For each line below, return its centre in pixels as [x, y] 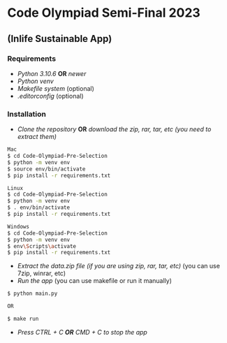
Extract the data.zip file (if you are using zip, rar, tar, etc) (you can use [118, 266]
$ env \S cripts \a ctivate [42, 246]
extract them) [37, 137]
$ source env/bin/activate [46, 169]
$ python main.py [32, 294]
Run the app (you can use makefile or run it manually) [95, 281]
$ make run [23, 319]
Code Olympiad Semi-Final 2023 [104, 13]
